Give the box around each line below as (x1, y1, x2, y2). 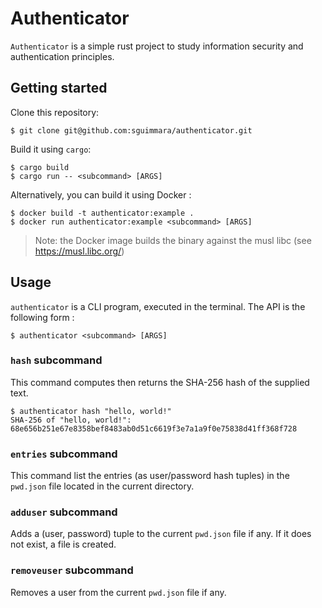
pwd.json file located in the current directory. (10, 480, 195, 492)
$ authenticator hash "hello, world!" (10, 406, 172, 416)
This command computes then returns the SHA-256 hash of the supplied (10, 376, 310, 388)
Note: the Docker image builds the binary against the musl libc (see (34, 234, 312, 246)
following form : (10, 311, 75, 323)
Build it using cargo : (10, 143, 92, 155)
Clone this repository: (10, 106, 100, 118)
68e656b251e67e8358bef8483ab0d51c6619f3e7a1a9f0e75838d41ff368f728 (10, 423, 298, 434)
